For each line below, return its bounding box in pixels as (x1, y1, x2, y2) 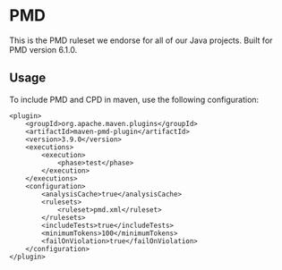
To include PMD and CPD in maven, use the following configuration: (9, 94, 260, 105)
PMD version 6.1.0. (9, 44, 78, 55)
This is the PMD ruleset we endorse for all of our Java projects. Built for (9, 35, 273, 46)
